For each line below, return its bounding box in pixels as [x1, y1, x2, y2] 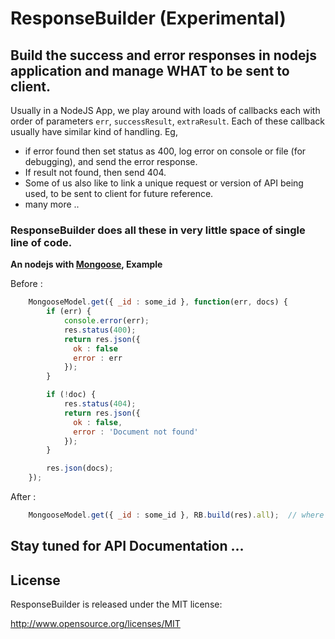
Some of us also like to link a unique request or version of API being [24, 177, 304, 189]
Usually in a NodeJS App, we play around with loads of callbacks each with [10, 105, 321, 116]
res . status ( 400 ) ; [63, 325, 137, 335]
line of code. [10, 235, 73, 249]
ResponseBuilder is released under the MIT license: [10, 598, 223, 611]
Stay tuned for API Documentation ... [10, 538, 245, 555]
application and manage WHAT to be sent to [10, 62, 290, 79]
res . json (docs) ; [46, 463, 114, 474]
